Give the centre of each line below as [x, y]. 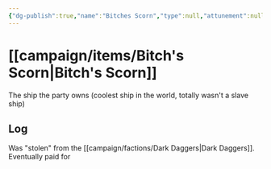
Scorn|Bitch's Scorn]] [83, 72]
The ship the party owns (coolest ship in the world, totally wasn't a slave [128, 95]
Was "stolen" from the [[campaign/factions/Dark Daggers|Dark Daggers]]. [132, 148]
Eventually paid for [40, 157]
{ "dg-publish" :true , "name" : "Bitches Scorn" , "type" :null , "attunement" [128, 16]
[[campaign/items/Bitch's [96, 55]
